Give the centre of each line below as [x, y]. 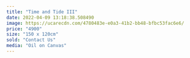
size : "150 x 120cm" [33, 34]
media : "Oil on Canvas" [37, 46]
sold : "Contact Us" [31, 40]
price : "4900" [24, 29]
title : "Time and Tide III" [42, 12]
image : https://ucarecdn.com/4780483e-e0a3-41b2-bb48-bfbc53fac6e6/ [95, 23]
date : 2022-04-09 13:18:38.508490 [50, 18]
